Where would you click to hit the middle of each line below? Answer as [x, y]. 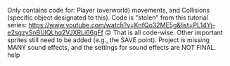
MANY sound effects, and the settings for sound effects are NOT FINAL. [112, 47]
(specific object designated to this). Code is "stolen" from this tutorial [108, 18]
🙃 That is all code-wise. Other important [164, 32]
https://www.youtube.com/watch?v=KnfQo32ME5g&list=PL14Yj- [122, 25]
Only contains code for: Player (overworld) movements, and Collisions [109, 10]
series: [17, 25]
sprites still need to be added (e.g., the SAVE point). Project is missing [108, 40]
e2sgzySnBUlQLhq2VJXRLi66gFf [56, 32]
